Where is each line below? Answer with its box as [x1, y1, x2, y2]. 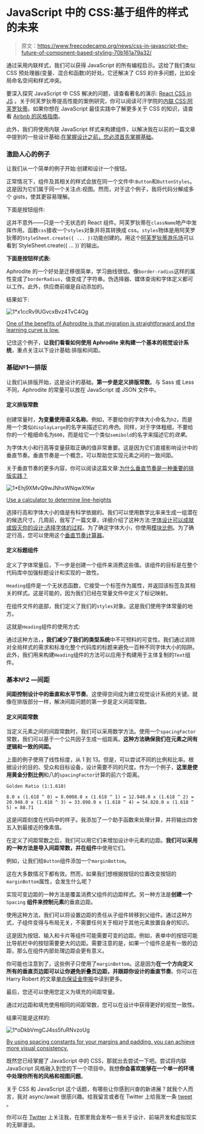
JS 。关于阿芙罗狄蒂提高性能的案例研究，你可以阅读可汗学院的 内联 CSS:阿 [6, 97, 193, 104]
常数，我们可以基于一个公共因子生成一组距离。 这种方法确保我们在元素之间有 [6, 735, 198, 743]
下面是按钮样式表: [6, 255, 51, 262]
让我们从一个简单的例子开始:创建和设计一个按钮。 [6, 165, 131, 172]
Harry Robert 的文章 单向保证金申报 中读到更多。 [6, 976, 126, 983]
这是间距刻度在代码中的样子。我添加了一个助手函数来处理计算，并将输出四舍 [6, 816, 198, 823]
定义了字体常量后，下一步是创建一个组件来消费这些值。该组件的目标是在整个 [6, 561, 198, 569]
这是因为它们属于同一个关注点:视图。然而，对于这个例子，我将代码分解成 [6, 185, 189, 193]
